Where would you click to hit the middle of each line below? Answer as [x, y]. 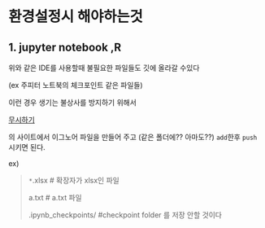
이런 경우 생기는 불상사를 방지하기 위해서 [72, 102]
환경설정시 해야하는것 [76, 17]
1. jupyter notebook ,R [65, 47]
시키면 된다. [27, 147]
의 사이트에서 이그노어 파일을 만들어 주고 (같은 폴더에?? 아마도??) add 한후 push [133, 137]
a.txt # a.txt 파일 [55, 197]
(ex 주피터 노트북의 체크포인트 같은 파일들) [76, 85]
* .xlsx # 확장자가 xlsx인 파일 [74, 180]
